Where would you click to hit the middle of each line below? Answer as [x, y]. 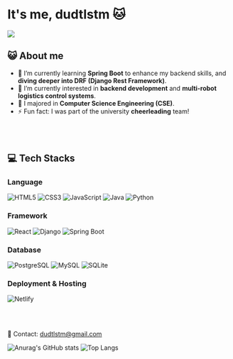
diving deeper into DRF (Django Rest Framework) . [92, 80]
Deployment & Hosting [47, 283]
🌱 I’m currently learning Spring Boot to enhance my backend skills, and [122, 73]
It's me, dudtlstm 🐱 [66, 15]
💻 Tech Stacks [41, 159]
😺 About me [36, 56]
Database [24, 250]
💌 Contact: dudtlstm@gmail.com [55, 334]
